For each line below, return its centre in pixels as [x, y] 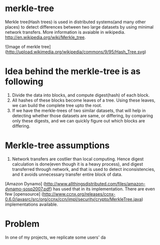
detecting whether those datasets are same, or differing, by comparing [82, 115]
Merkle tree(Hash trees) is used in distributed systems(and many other [75, 22]
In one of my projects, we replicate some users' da [56, 237]
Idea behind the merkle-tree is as [73, 71]
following [24, 82]
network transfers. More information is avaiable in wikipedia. [65, 32]
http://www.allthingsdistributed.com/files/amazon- [95, 184]
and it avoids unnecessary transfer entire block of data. [67, 174]
